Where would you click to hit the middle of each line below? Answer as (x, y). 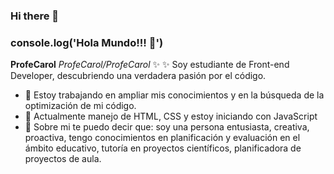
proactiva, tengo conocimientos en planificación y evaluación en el (162, 138)
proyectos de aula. (63, 159)
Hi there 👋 (35, 16)
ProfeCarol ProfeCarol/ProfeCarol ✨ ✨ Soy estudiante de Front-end (150, 65)
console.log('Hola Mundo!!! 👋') (87, 42)
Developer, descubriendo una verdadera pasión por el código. (138, 76)
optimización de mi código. (80, 106)
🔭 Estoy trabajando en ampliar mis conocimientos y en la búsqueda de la (174, 95)
